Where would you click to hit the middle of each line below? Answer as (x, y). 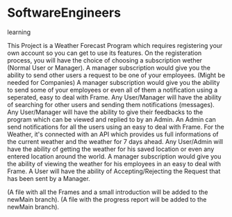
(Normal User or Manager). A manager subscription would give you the (109, 67)
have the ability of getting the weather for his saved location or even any (111, 149)
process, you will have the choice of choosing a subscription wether (105, 60)
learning (19, 32)
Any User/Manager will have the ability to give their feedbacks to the (105, 112)
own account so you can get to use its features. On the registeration (105, 53)
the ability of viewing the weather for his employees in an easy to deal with (114, 163)
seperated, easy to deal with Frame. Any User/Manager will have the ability (115, 97)
